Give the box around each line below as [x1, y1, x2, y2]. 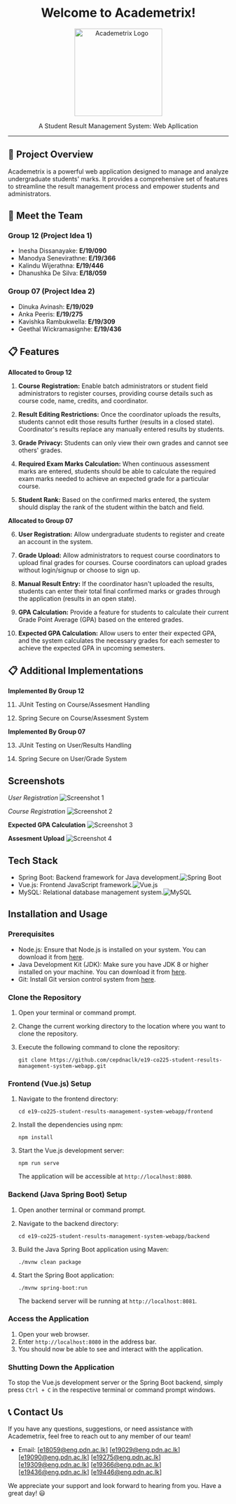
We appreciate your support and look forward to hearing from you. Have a [8, 1481, 222, 1489]
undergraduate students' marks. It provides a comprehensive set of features [8, 174, 228, 183]
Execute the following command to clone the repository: [18, 1043, 180, 1051]
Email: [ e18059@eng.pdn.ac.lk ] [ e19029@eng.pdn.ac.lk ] [18, 1445, 181, 1454]
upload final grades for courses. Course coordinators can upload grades [18, 558, 228, 566]
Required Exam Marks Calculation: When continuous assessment [18, 459, 210, 468]
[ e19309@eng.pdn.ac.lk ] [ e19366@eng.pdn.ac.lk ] [18, 1460, 162, 1468]
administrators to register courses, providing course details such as [18, 389, 213, 397]
